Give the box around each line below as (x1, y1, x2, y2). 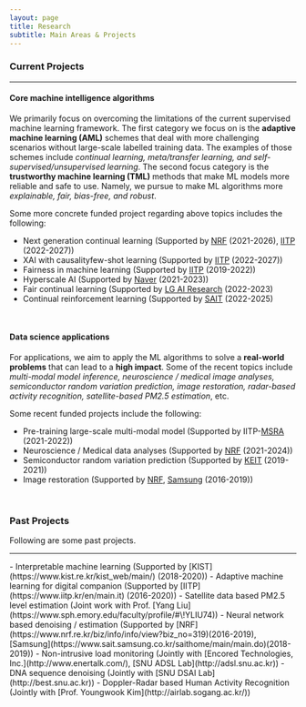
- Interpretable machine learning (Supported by (9, 561, 188, 572)
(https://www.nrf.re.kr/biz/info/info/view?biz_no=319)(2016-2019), (9, 629, 257, 640)
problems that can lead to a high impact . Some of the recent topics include (9, 361, 293, 373)
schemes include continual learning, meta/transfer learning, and (9, 151, 252, 162)
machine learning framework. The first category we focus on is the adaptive (9, 122, 296, 133)
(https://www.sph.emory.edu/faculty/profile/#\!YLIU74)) (9, 610, 219, 621)
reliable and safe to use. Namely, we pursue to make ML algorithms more (9, 180, 284, 191)
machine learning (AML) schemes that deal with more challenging (9, 132, 260, 143)
